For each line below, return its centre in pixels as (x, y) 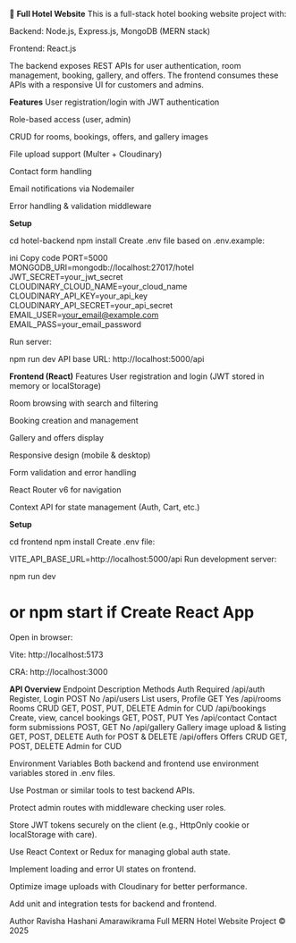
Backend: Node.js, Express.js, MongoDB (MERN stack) (110, 31)
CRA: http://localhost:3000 (59, 671)
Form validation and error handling (73, 472)
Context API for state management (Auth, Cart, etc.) (105, 507)
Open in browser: (41, 637)
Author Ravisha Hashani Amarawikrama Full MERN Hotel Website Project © (148, 921)
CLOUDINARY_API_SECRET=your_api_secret (91, 305)
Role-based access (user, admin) (70, 119)
